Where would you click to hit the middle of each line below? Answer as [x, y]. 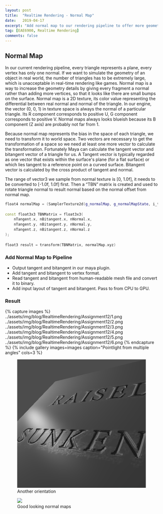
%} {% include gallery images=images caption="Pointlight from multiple [77, 348]
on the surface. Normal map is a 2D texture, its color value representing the [81, 98]
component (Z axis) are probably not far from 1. [52, 124]
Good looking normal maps [44, 507]
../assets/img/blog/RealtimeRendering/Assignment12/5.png [64, 337]
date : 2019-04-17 [25, 20]
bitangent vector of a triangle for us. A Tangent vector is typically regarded [80, 154]
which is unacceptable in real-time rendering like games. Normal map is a [79, 83]
